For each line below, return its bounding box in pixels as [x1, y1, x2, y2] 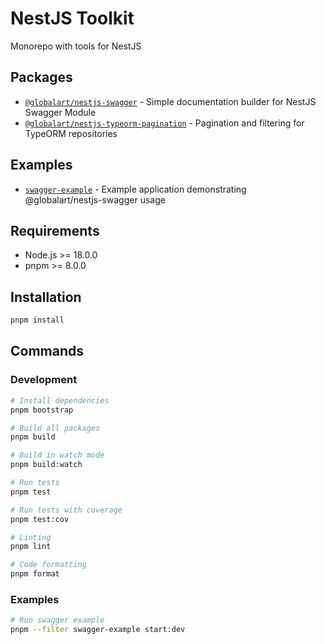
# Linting [10, 532, 52, 542]
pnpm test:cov [10, 514, 70, 524]
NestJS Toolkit [10, 7, 135, 30]
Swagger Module [24, 106, 97, 118]
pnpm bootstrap [10, 405, 74, 415]
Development [10, 373, 78, 387]
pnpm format [10, 569, 60, 579]
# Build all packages [10, 423, 101, 433]
